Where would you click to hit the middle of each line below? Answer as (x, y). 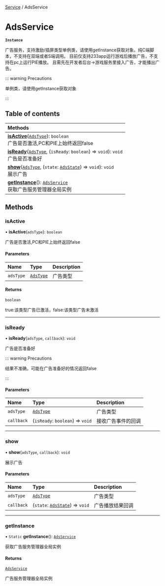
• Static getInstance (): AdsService (41, 537)
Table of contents (32, 114)
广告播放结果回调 (114, 505)
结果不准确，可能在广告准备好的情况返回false (51, 368)
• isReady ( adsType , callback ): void (40, 338)
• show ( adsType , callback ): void (38, 452)
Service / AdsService (27, 7)
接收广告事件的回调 (119, 421)
